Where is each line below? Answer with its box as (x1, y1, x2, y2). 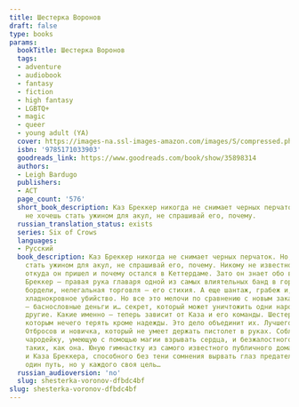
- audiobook (17, 71, 62, 80)
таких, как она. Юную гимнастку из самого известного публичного (25, 343, 273, 352)
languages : (17, 236, 58, 245)
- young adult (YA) (17, 129, 90, 138)
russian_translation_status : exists (17, 219, 153, 228)
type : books (9, 29, 53, 38)
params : (9, 37, 38, 47)
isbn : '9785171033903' (17, 145, 101, 154)
